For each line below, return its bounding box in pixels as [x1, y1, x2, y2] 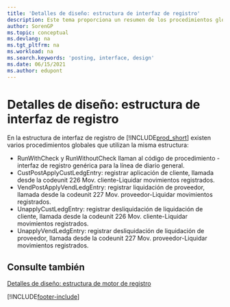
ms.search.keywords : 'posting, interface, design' [7, 55, 155, 62]
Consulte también [7, 261, 85, 273]
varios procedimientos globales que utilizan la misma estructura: [7, 141, 190, 149]
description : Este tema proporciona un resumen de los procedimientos [7, 16, 213, 23]
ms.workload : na [7, 49, 53, 55]
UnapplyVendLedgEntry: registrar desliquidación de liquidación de [16, 227, 205, 235]
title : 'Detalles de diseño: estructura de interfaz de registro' [7, 10, 201, 17]
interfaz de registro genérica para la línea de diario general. [16, 161, 185, 170]
